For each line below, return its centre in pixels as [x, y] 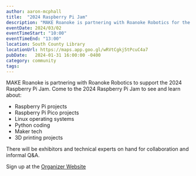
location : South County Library [45, 45]
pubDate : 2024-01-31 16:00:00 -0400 [53, 55]
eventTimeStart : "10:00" [36, 33]
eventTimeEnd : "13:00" [34, 39]
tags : [13, 66]
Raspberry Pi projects [41, 107]
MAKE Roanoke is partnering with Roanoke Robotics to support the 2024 [94, 83]
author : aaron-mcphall [34, 11]
